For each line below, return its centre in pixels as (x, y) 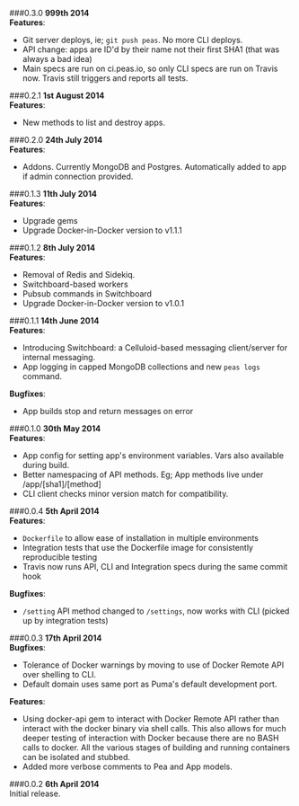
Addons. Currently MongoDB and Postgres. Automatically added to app (154, 167)
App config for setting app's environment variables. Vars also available (153, 456)
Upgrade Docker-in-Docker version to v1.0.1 (103, 303)
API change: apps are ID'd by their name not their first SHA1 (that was (151, 49)
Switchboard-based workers (75, 284)
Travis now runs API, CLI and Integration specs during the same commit (155, 567)
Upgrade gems (50, 221)
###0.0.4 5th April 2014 (54, 511)
